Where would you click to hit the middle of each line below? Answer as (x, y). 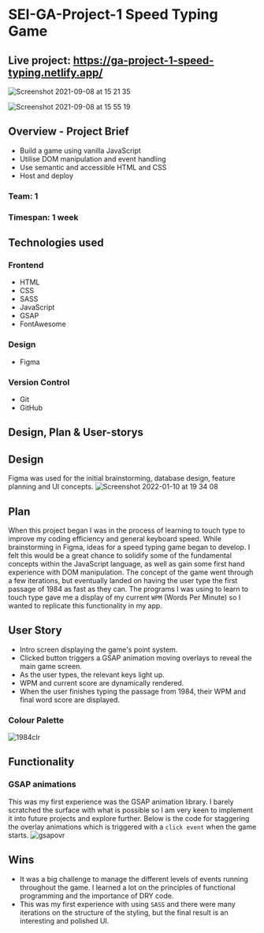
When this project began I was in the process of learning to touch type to (127, 530)
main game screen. (51, 666)
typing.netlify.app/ (56, 72)
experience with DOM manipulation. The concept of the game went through (131, 572)
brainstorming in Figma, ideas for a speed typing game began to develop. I (129, 547)
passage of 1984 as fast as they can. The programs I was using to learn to (128, 589)
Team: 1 (23, 196)
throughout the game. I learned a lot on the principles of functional (128, 887)
